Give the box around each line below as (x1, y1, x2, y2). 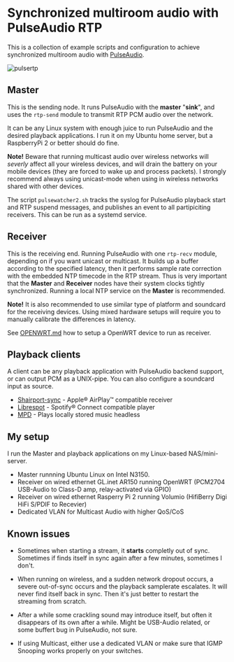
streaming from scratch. (17, 597, 87, 605)
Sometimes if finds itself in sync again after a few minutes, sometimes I (17, 554, 222, 562)
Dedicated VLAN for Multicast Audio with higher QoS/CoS (17, 507, 184, 516)
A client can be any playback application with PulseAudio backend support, (7, 367, 224, 376)
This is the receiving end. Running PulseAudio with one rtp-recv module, (7, 249, 218, 258)
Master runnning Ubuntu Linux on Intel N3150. (17, 470, 150, 479)
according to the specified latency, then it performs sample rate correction (7, 264, 222, 272)
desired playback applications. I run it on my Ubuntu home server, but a (7, 131, 213, 139)
